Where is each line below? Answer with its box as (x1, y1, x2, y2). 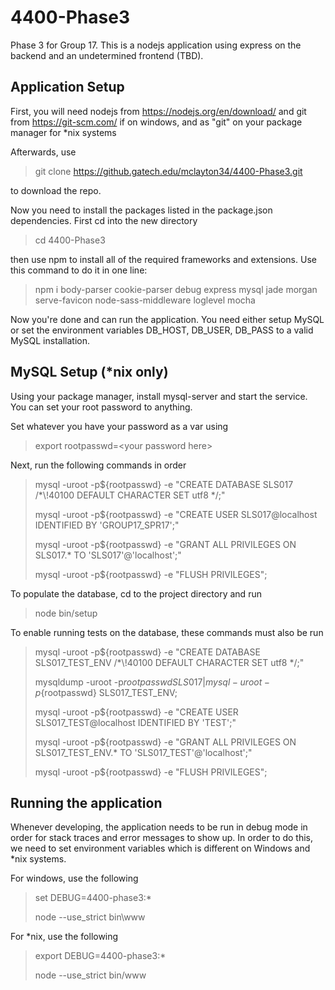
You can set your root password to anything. (10, 401, 193, 413)
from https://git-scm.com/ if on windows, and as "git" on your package (10, 116, 303, 128)
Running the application (10, 794, 163, 811)
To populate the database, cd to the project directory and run (10, 587, 262, 600)
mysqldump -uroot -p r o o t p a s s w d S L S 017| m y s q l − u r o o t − (34, 676, 271, 688)
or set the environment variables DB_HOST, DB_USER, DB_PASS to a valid (10, 324, 314, 336)
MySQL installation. (10, 334, 90, 346)
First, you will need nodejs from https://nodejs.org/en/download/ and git (10, 105, 307, 117)
